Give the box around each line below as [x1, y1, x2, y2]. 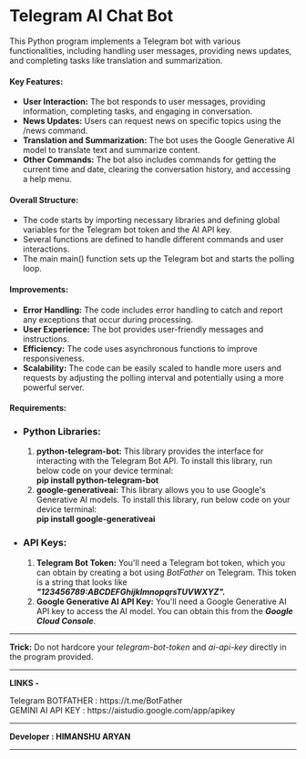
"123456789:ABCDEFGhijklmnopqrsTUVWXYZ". [36, 586, 226, 597]
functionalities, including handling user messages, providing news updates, [9, 45, 292, 56]
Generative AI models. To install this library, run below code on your [36, 494, 291, 506]
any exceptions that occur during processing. [22, 313, 194, 324]
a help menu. [22, 174, 72, 185]
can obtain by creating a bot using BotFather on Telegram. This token [36, 567, 297, 578]
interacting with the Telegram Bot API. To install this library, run [36, 456, 273, 467]
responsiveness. [22, 353, 85, 364]
